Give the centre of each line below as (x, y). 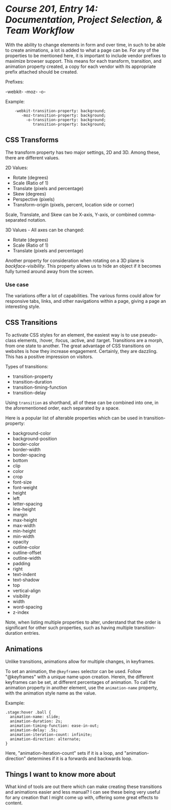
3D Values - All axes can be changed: (45, 230)
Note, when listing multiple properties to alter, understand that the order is (83, 622)
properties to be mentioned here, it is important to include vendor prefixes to (86, 55)
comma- (147, 215)
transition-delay (29, 392)
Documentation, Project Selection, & (84, 20)
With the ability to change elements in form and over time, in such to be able (86, 44)
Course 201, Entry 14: (52, 9)
